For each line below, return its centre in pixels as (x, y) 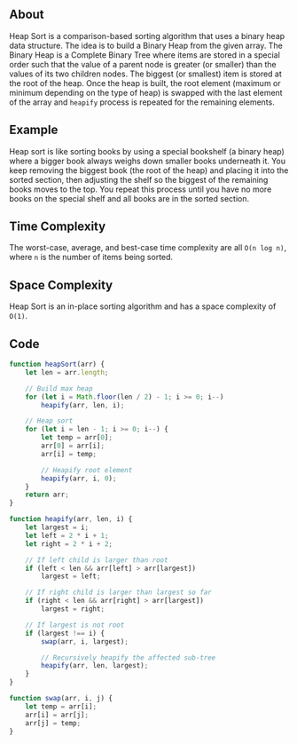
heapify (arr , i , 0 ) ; (79, 479)
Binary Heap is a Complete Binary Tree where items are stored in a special (145, 55)
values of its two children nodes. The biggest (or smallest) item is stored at (145, 74)
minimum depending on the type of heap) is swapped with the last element (146, 92)
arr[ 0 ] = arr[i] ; (73, 446)
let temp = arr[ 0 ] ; (77, 438)
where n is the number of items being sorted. (91, 257)
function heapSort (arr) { (57, 364)
